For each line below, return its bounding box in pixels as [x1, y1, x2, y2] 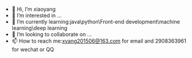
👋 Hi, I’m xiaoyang [11, 6, 56, 12]
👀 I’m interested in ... [11, 12, 62, 19]
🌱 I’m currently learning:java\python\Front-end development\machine [11, 18, 180, 25]
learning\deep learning [11, 24, 68, 31]
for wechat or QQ [11, 46, 54, 53]
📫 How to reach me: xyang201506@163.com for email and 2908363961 [11, 37, 187, 44]
